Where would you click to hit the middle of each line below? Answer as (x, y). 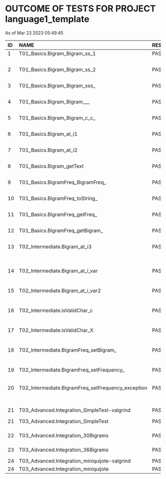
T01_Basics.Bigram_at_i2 (48, 150)
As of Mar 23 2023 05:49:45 (34, 33)
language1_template (47, 19)
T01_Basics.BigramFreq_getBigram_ (61, 230)
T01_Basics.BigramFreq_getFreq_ (58, 214)
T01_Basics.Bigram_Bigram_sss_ (57, 86)
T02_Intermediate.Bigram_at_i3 (55, 247)
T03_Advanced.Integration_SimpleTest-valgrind (75, 410)
